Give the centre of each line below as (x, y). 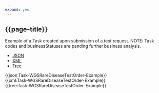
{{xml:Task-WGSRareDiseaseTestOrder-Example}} (55, 80)
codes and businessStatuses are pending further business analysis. (73, 46)
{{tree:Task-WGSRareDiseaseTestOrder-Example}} (56, 86)
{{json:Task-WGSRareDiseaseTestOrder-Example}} (56, 75)
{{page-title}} (27, 29)
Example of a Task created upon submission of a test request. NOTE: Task (80, 41)
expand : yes (17, 9)
